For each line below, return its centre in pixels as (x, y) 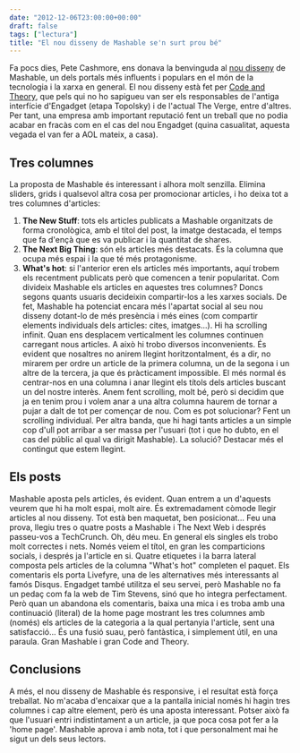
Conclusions (45, 669)
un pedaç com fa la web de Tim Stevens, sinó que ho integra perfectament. (148, 594)
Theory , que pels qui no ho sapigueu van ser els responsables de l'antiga (144, 97)
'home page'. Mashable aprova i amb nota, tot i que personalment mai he (144, 729)
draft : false (34, 26)
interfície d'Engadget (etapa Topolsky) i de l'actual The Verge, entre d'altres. (150, 106)
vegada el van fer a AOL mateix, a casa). (84, 134)
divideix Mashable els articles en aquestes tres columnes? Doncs (142, 287)
